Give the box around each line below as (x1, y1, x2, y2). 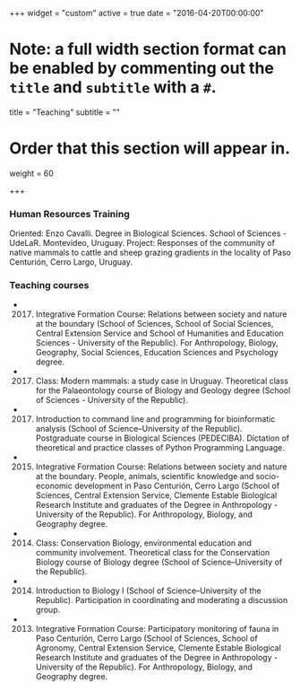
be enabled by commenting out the (9, 58, 275, 79)
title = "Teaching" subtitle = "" (9, 107, 121, 118)
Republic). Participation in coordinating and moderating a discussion (35, 595, 288, 606)
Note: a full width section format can (9, 39, 287, 59)
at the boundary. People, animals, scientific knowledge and (35, 471, 254, 482)
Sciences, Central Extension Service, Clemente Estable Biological (35, 490, 278, 501)
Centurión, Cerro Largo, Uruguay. (9, 257, 133, 267)
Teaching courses (9, 279, 90, 292)
